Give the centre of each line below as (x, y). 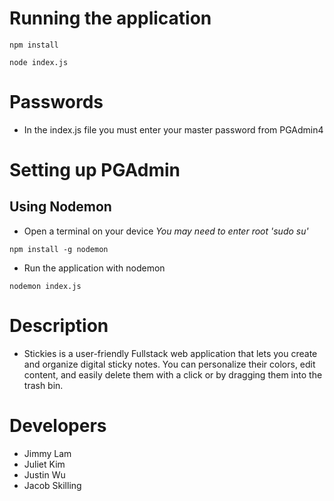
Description (59, 326)
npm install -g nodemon (59, 249)
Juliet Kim (44, 464)
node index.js (39, 62)
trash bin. (43, 385)
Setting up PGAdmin (95, 170)
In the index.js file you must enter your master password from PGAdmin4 (173, 129)
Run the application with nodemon (94, 268)
